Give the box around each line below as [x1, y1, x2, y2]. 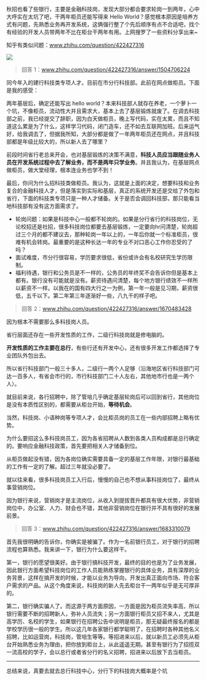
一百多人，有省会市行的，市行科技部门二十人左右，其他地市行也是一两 [11, 373, 189, 380]
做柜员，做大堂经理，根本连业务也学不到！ [6, 166, 114, 174]
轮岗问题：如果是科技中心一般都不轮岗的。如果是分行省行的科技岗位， [15, 215, 193, 223]
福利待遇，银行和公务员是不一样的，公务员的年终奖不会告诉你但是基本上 [15, 269, 198, 276]
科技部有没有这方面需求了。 [11, 202, 82, 210]
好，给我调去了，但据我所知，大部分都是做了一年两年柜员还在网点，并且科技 [6, 131, 200, 137]
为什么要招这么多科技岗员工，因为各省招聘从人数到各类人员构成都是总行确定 [6, 435, 200, 441]
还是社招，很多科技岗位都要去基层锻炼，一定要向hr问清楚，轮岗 [31, 223, 193, 230]
